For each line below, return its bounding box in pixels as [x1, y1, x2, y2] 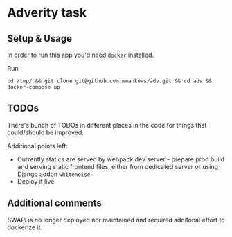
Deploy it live [17, 177, 55, 185]
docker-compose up [7, 84, 60, 91]
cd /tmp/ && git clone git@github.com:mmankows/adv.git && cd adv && [7, 78, 213, 85]
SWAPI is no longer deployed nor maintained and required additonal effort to [7, 216, 225, 224]
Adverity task [7, 5, 87, 21]
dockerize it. [7, 223, 43, 231]
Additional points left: [7, 141, 68, 150]
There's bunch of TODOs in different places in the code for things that [7, 121, 207, 129]
